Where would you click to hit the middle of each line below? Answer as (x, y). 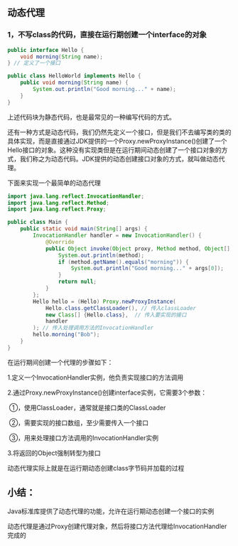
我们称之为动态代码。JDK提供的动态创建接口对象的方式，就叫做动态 (119, 159)
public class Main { (38, 223)
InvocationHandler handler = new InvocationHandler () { (117, 236)
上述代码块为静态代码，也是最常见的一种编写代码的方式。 (91, 117)
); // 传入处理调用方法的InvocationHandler (93, 328)
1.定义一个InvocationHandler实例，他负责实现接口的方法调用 (96, 377)
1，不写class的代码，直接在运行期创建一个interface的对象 (107, 35)
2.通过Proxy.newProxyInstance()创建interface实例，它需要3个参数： (107, 392)
